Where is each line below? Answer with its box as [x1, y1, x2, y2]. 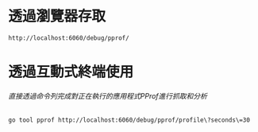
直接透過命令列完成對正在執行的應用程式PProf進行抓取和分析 [8, 91, 208, 100]
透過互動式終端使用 [8, 63, 134, 81]
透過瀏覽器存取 [8, 7, 106, 25]
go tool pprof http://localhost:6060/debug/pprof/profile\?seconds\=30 [8, 116, 250, 124]
